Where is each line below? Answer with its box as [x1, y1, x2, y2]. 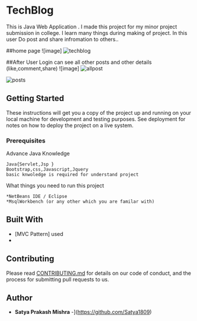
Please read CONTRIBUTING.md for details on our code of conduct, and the [6, 270, 191, 277]
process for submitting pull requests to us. [6, 275, 109, 283]
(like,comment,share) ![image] [6, 64, 80, 72]
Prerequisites [6, 137, 46, 145]
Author [6, 293, 33, 303]
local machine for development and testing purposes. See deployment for [6, 115, 186, 122]
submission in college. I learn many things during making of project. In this [6, 29, 188, 36]
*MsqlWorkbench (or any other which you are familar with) [6, 199, 155, 205]
